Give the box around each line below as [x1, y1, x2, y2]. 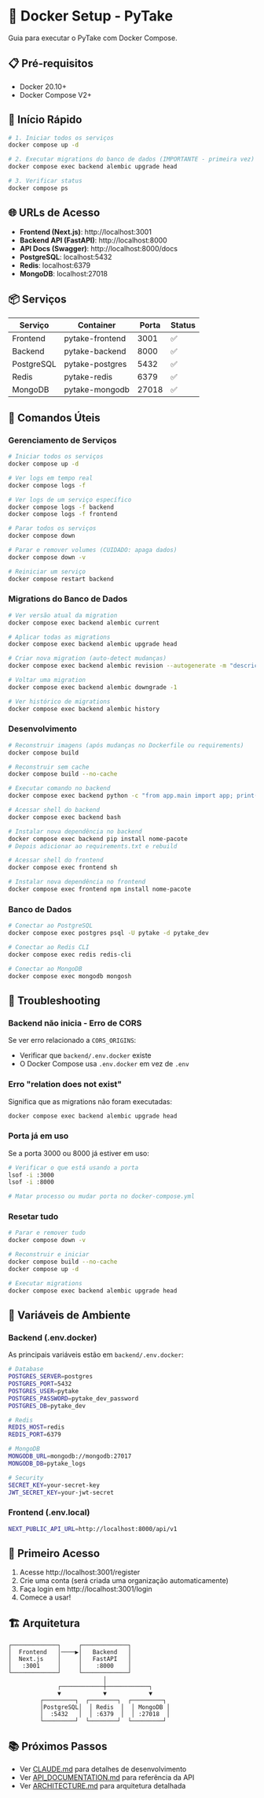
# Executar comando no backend [8, 784, 111, 792]
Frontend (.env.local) [8, 1507, 90, 1518]
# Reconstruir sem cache [8, 763, 90, 771]
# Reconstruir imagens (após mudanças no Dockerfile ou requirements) [8, 741, 244, 749]
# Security [8, 1474, 44, 1481]
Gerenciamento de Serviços [8, 435, 117, 446]
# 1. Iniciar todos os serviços [8, 134, 114, 142]
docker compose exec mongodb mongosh [8, 972, 132, 980]
